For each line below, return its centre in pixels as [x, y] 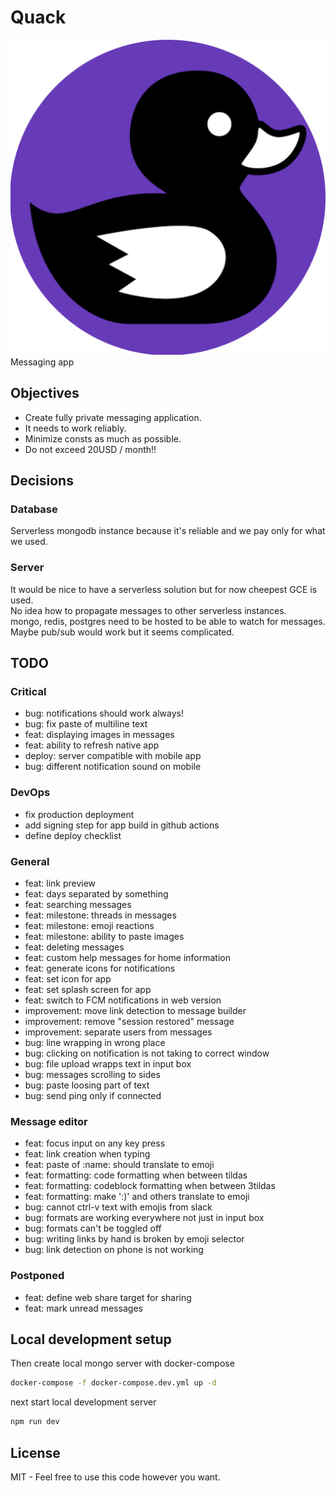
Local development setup [91, 1339]
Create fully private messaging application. [113, 417]
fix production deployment [79, 814]
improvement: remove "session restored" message [129, 1022]
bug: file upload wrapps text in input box [108, 1064]
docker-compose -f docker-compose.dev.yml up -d [113, 1383]
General [30, 861]
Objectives [45, 393]
